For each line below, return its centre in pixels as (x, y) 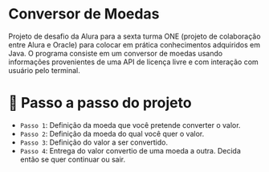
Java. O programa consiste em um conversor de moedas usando (116, 53)
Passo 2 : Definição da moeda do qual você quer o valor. (112, 133)
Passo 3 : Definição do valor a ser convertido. (94, 142)
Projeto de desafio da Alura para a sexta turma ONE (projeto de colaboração (134, 36)
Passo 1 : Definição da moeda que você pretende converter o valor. (130, 125)
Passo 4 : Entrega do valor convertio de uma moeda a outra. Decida (130, 150)
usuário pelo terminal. (44, 70)
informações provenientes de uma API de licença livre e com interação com (133, 62)
